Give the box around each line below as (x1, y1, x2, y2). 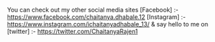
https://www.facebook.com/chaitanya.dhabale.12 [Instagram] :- (7, 13, 186, 21)
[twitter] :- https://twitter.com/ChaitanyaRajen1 (7, 27, 138, 35)
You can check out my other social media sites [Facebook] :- (7, 6, 179, 14)
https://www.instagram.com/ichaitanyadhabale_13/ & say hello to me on (7, 20, 209, 28)
